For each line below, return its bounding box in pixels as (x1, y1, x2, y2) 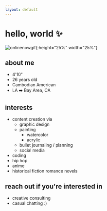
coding (12, 153, 27, 158)
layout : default (5, 7, 38, 12)
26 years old (12, 77, 37, 83)
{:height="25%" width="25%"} (36, 44, 98, 50)
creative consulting (12, 195, 51, 201)
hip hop (12, 158, 28, 164)
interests (5, 103, 33, 112)
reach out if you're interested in (5, 182, 103, 191)
